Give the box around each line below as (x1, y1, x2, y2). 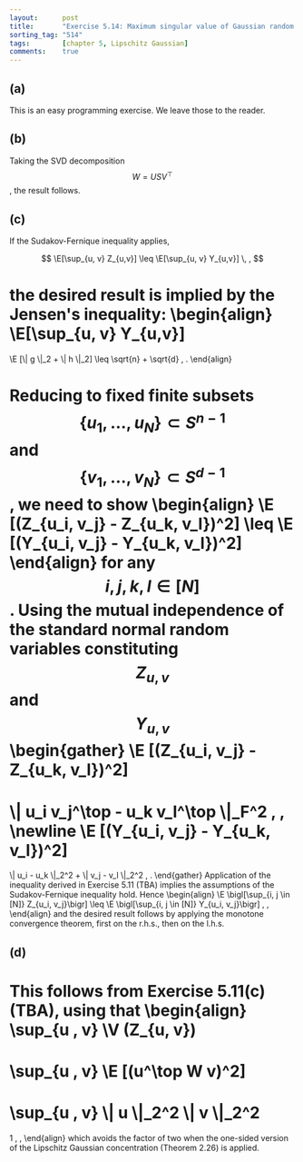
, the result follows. (9, 185, 81, 196)
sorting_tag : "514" (9, 30, 83, 39)
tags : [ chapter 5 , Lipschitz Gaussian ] (9, 38, 189, 48)
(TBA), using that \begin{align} (9, 1000, 248, 1020)
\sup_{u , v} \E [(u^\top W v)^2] (9, 1061, 247, 1082)
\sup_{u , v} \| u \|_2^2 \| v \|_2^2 (9, 1103, 260, 1123)
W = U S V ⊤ (132, 169, 173, 182)
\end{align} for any (9, 552, 156, 573)
